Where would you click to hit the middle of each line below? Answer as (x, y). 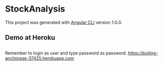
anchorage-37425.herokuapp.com (40, 58)
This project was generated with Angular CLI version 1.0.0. (64, 22)
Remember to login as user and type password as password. (66, 53)
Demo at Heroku (30, 38)
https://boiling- (143, 53)
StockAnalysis (35, 9)
